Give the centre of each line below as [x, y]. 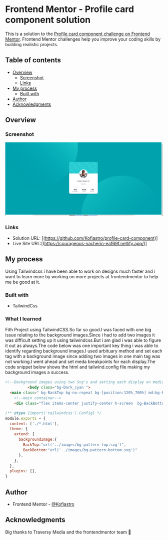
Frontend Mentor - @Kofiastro [43, 504]
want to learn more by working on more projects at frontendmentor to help [82, 276]
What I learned [23, 319]
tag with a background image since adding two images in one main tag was [83, 356]
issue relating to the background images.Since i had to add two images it [80, 335]
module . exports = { [25, 418]
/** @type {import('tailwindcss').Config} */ [53, 413]
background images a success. [37, 373]
